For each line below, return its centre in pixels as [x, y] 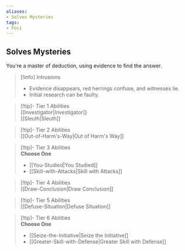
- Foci [14, 28]
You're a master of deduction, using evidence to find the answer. [84, 66]
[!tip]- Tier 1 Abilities [45, 106]
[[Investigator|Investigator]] [54, 113]
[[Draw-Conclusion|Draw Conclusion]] [67, 189]
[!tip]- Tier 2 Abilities [45, 130]
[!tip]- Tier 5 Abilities [45, 201]
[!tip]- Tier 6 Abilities [45, 218]
